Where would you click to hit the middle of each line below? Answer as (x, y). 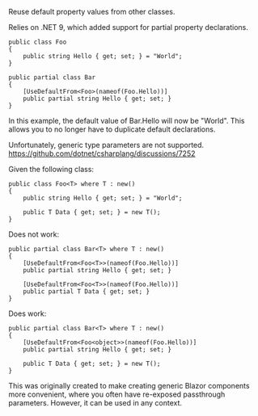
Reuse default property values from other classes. (92, 12)
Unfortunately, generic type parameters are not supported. (106, 145)
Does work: (27, 313)
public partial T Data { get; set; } (87, 292)
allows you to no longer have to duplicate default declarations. (112, 129)
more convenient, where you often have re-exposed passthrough (117, 394)
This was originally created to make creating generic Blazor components (129, 386)
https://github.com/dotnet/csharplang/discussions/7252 (102, 153)
